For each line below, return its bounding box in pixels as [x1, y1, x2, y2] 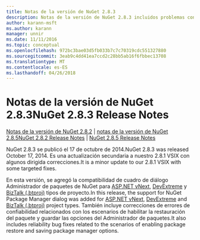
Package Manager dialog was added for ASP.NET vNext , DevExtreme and [6, 195, 187, 203]
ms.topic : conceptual [6, 42, 60, 48]
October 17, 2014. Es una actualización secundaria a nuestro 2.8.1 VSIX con [6, 152, 190, 159]
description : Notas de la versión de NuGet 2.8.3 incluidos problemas [6, 14, 185, 20]
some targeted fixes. [6, 165, 57, 172]
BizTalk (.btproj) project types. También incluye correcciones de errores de [6, 202, 190, 209]
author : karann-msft [6, 20, 58, 26]
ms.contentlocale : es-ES [6, 64, 68, 70]
